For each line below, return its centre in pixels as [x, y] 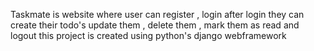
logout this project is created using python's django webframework [148, 35]
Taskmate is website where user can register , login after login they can [157, 14]
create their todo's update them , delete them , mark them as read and [155, 25]
